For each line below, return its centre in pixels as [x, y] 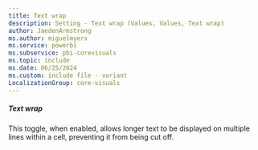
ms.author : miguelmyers [48, 38]
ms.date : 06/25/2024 [43, 68]
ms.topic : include [39, 61]
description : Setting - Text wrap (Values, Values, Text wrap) [117, 23]
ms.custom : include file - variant [68, 75]
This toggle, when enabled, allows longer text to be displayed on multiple [129, 128]
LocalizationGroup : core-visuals [64, 83]
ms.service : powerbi [43, 46]
